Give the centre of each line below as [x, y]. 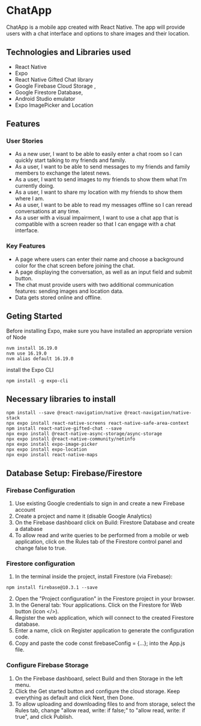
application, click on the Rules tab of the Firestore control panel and [99, 542]
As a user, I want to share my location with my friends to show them [99, 192]
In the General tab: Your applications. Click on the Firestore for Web [98, 605]
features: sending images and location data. [69, 291]
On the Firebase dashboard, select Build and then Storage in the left [99, 678]
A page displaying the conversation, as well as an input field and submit [103, 272]
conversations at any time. [48, 211]
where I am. [29, 199]
